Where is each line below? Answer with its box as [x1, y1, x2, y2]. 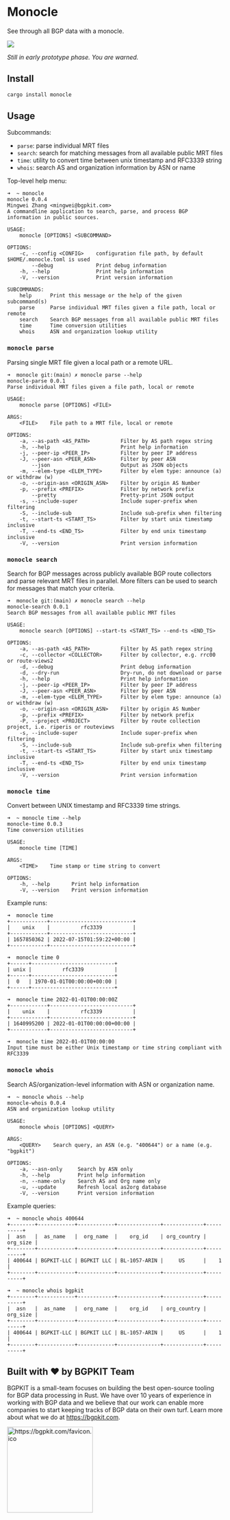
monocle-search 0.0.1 [7, 604, 69, 611]
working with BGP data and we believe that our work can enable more [7, 1398, 204, 1407]
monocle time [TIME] [19, 845, 78, 852]
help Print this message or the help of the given [19, 293, 183, 299]
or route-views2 [7, 657, 53, 665]
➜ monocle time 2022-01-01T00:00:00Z [7, 997, 118, 1003]
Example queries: [7, 1201, 56, 1210]
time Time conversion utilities [19, 322, 127, 330]
